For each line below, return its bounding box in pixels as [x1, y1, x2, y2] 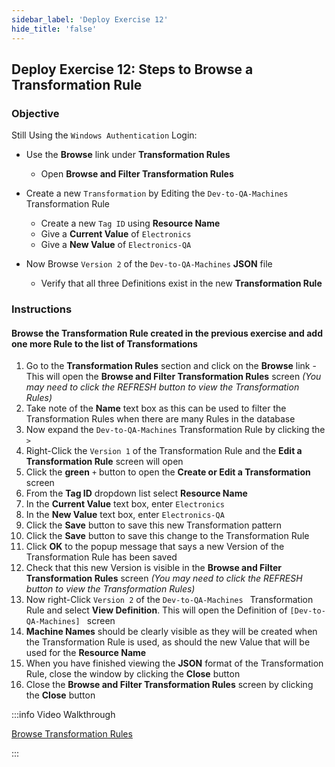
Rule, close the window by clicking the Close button [25, 668, 241, 680]
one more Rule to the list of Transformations [11, 337, 198, 350]
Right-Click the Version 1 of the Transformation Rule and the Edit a [25, 445, 303, 457]
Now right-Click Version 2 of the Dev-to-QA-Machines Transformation [25, 594, 314, 606]
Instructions [11, 302, 73, 316]
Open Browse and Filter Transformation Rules [40, 168, 234, 180]
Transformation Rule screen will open [25, 456, 184, 468]
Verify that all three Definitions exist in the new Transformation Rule [40, 277, 323, 290]
